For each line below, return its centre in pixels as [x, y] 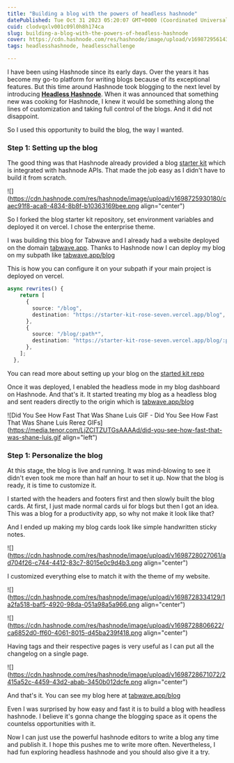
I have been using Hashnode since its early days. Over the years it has [108, 72]
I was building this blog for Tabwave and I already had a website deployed [113, 240]
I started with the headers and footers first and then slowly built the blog [111, 499]
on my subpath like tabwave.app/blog [61, 255]
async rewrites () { [36, 289]
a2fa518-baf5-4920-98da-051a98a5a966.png [73, 605]
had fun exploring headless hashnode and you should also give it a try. [109, 752]
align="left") [80, 437]
